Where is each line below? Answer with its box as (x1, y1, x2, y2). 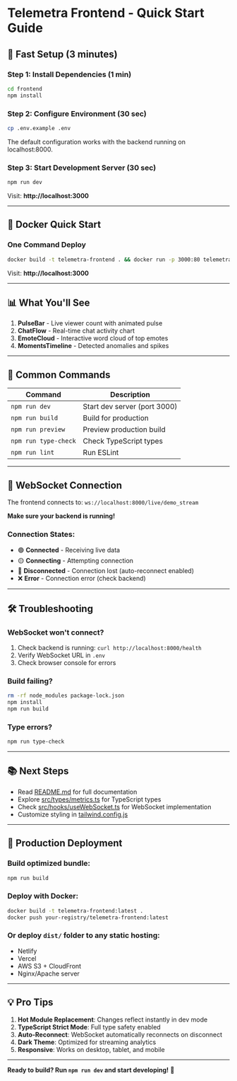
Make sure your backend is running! (7, 511, 115, 520)
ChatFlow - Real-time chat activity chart (17, 327, 135, 335)
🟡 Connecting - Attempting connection (17, 557, 134, 565)
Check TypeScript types (83, 437, 164, 446)
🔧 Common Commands (7, 369, 111, 381)
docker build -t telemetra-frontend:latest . (7, 907, 143, 914)
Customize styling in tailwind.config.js (17, 810, 128, 819)
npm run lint (11, 449, 55, 457)
